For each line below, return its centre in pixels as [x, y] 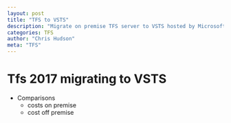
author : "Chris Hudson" [41, 39]
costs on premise [52, 105]
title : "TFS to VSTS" [38, 20]
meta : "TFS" [24, 45]
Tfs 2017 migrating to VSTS [87, 79]
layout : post [26, 13]
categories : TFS [30, 32]
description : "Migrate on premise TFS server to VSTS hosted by [101, 26]
